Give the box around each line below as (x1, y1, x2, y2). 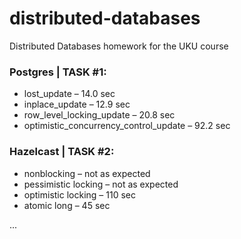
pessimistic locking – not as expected (23, 178, 179, 190)
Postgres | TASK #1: (9, 65, 107, 79)
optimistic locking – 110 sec (23, 188, 136, 201)
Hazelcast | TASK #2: (9, 145, 115, 159)
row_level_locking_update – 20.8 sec (23, 109, 176, 121)
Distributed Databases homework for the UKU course (9, 40, 229, 52)
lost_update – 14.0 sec (23, 88, 116, 100)
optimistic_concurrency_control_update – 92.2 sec (23, 120, 231, 132)
